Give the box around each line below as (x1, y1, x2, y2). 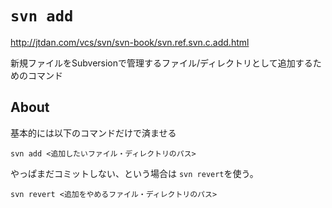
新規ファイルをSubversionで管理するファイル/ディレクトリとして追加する (10, 57, 313, 69)
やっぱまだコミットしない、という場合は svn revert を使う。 (10, 167, 259, 179)
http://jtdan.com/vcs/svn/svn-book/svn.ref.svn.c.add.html (10, 36, 250, 48)
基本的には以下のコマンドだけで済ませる (10, 127, 177, 139)
